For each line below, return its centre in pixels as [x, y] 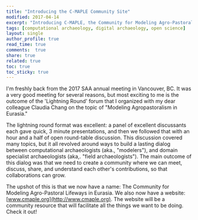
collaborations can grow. [36, 175]
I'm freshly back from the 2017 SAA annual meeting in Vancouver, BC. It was [99, 88]
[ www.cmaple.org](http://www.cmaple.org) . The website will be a [85, 199]
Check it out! [22, 212]
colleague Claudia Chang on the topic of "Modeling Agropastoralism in [92, 107]
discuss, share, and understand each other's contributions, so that [87, 169]
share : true [21, 55]
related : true [24, 61]
